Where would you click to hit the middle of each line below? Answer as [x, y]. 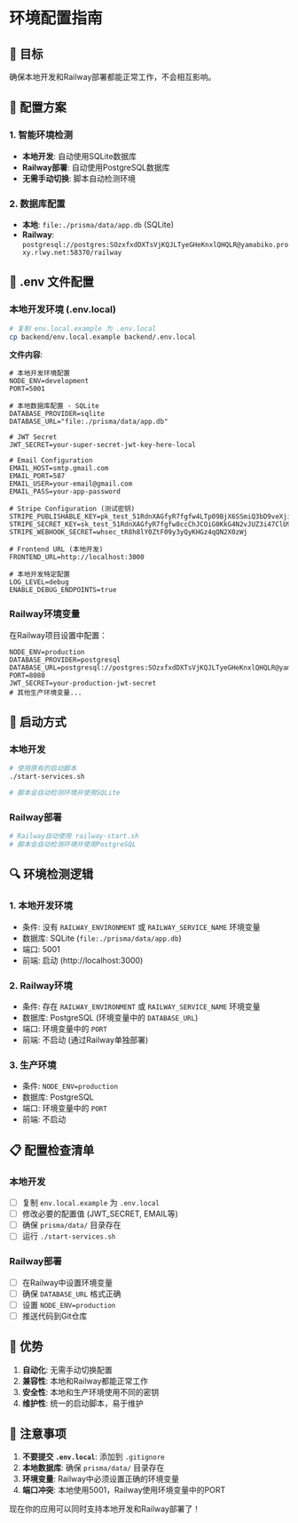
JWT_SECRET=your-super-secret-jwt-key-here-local [103, 445]
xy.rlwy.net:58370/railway [72, 252]
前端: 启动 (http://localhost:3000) [82, 960]
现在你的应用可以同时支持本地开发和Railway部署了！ [105, 1509]
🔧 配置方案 [38, 108]
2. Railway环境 [41, 985]
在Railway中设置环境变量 [67, 1282]
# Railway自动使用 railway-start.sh [74, 837]
